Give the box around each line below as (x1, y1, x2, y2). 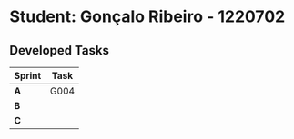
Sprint (14, 70, 42, 82)
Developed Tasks (9, 43, 109, 58)
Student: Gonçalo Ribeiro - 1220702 (9, 6, 286, 27)
